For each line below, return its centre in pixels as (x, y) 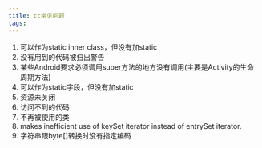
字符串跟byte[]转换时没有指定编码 (75, 135)
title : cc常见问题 (37, 16)
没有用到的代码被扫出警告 (62, 57)
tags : (17, 23)
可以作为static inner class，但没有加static (89, 47)
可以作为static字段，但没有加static (77, 87)
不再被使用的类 (44, 117)
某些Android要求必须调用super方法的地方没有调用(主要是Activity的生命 (137, 67)
